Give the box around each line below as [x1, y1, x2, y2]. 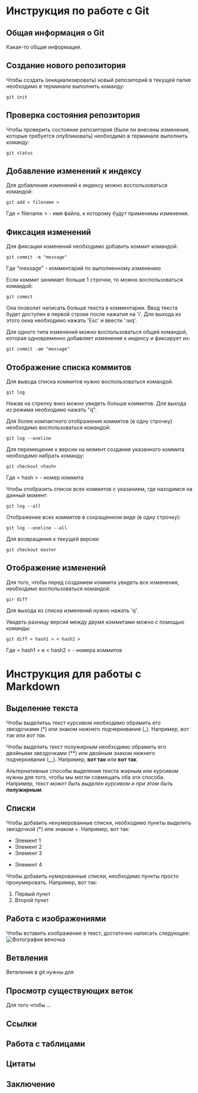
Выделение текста [6, 704, 79, 714]
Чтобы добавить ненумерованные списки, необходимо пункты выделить [6, 819, 192, 826]
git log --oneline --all [6, 525, 67, 531]
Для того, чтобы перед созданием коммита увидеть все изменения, [6, 579, 180, 586]
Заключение [6, 1079, 56, 1089]
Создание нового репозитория [6, 60, 126, 71]
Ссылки [6, 1018, 37, 1029]
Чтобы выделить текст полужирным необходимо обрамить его [6, 743, 167, 750]
